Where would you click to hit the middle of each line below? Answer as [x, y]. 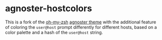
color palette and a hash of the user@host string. [54, 32]
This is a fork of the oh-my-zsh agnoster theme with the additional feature [81, 22]
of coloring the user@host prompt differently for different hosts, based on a [81, 27]
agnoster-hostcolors [49, 9]
